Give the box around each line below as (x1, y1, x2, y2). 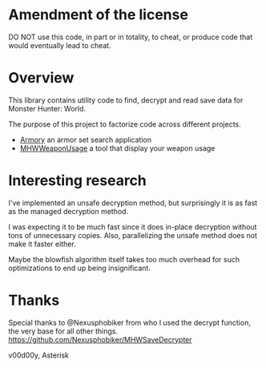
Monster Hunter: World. (8, 103, 87, 113)
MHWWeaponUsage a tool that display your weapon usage (19, 143, 216, 153)
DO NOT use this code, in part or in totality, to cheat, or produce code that (8, 32, 253, 42)
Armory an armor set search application (19, 135, 152, 144)
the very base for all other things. (8, 326, 119, 336)
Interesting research (8, 172, 147, 190)
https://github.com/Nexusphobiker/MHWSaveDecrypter (8, 334, 192, 344)
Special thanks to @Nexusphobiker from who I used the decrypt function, (8, 317, 251, 327)
